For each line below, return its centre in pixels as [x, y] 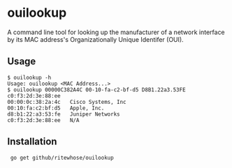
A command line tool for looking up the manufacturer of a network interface [116, 32]
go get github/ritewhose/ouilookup [62, 158]
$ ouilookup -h [29, 77]
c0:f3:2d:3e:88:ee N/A [43, 120]
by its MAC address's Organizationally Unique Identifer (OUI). [95, 39]
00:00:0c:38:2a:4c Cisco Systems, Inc [67, 102]
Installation [32, 142]
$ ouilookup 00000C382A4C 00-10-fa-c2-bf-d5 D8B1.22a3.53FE [97, 90]
